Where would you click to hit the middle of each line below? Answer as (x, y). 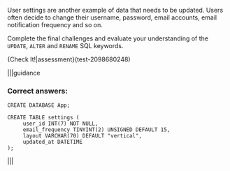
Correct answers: (37, 91)
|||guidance (24, 73)
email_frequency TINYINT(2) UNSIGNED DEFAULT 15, (96, 130)
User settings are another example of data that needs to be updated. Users (115, 10)
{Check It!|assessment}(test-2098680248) (69, 59)
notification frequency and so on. (55, 25)
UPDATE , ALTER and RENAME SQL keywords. (65, 46)
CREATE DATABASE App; (39, 105)
